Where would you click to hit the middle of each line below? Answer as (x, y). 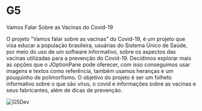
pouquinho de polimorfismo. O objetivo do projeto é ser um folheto (89, 77)
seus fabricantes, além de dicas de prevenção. (64, 90)
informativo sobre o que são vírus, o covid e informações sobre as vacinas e (101, 84)
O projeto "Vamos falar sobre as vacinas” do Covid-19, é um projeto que (96, 39)
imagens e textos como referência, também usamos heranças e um (90, 71)
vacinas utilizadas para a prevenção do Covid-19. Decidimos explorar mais (99, 58)
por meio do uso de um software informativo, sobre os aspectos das (91, 51)
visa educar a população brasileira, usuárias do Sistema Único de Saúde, (97, 45)
